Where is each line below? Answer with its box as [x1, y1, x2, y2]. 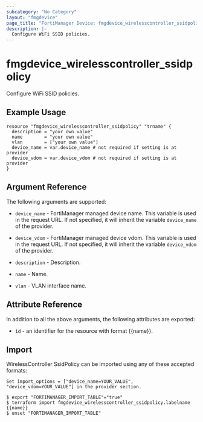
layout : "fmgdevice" [6, 14, 59, 20]
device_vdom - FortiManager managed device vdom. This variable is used [14, 234, 196, 241]
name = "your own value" [11, 134, 94, 140]
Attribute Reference [6, 300, 83, 310]
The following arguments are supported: [6, 198, 107, 205]
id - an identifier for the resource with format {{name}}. [14, 327, 153, 335]
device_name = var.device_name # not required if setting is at [11, 144, 177, 151]
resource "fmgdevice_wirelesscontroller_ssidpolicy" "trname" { [6, 123, 172, 130]
